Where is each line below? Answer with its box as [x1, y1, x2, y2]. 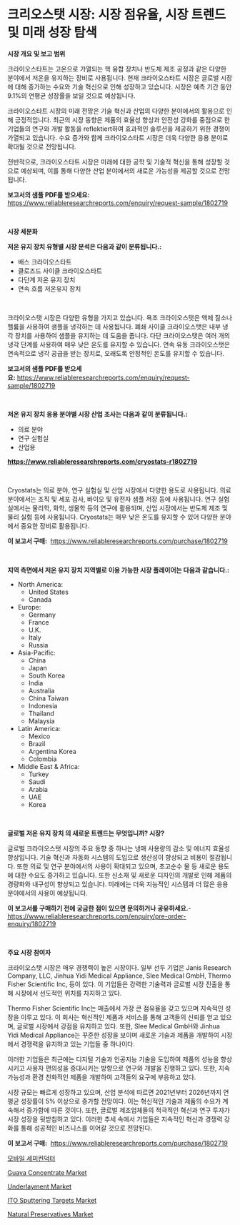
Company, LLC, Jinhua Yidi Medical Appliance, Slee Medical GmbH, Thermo [7, 971, 231, 980]
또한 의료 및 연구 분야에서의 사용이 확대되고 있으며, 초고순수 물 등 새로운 [16, 862, 216, 871]
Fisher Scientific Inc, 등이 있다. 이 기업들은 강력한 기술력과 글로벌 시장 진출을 [7, 980, 224, 988]
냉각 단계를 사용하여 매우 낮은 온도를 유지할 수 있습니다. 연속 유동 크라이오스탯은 [7, 340, 231, 349]
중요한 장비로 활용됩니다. [20, 521, 90, 530]
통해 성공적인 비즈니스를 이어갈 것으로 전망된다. [20, 1124, 152, 1132]
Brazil [28, 739, 46, 748]
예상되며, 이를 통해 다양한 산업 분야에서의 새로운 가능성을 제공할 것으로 [20, 166, 217, 175]
